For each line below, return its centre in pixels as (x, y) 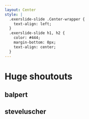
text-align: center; (35, 47)
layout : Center (20, 10)
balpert (16, 95)
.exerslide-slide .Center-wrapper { (47, 19)
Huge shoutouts (39, 76)
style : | (14, 14)
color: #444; (27, 38)
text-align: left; (33, 24)
